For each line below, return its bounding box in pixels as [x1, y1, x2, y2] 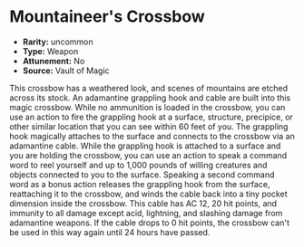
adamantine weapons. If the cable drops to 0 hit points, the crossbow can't [9, 217, 290, 228]
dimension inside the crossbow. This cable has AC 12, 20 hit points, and [9, 197, 278, 209]
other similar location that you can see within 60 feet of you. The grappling [9, 120, 289, 132]
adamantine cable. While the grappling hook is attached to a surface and [9, 140, 281, 151]
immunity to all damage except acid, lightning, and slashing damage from [9, 207, 283, 218]
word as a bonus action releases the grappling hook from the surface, [9, 178, 270, 189]
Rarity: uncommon [22, 36, 93, 47]
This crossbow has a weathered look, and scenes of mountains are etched [9, 82, 289, 93]
